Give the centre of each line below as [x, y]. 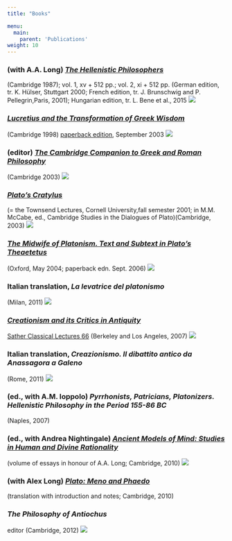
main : [21, 33]
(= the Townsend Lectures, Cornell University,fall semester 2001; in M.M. [111, 210]
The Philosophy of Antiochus [57, 514]
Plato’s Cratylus [35, 195]
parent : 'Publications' [54, 39]
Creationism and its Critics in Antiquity [74, 320]
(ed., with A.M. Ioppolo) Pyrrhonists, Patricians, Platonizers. [111, 397]
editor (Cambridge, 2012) [43, 530]
